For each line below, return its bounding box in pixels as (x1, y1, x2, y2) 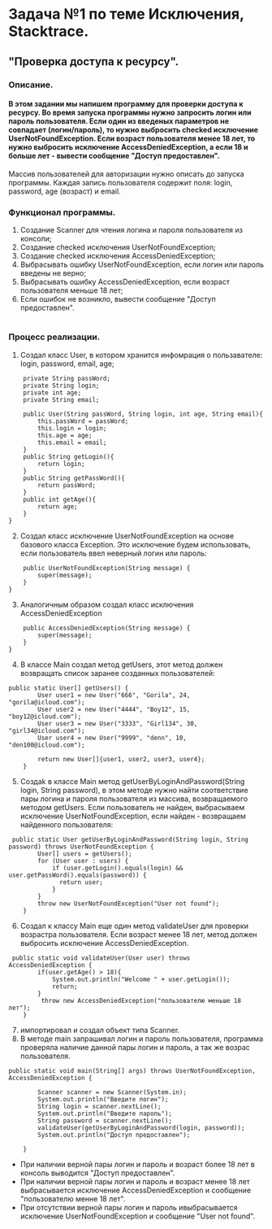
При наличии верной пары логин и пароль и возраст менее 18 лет (19, 1176, 250, 1186)
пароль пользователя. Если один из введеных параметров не (8, 116, 230, 126)
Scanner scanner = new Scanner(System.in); (37, 1087, 187, 1096)
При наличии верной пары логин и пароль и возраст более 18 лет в (19, 1159, 256, 1169)
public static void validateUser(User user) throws (11, 953, 191, 962)
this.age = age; (37, 431, 93, 439)
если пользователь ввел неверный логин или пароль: (19, 548, 207, 558)
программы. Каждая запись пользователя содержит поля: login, (8, 177, 233, 187)
